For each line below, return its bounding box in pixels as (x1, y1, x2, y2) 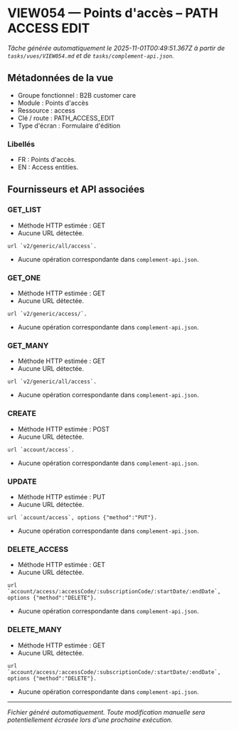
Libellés (7, 139, 36, 149)
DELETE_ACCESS (7, 544, 69, 554)
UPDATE (7, 476, 37, 486)
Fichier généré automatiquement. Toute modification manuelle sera (7, 707, 206, 716)
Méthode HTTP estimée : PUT (17, 492, 106, 501)
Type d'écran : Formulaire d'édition (17, 121, 121, 130)
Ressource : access (17, 106, 76, 115)
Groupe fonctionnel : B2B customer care (17, 91, 137, 99)
